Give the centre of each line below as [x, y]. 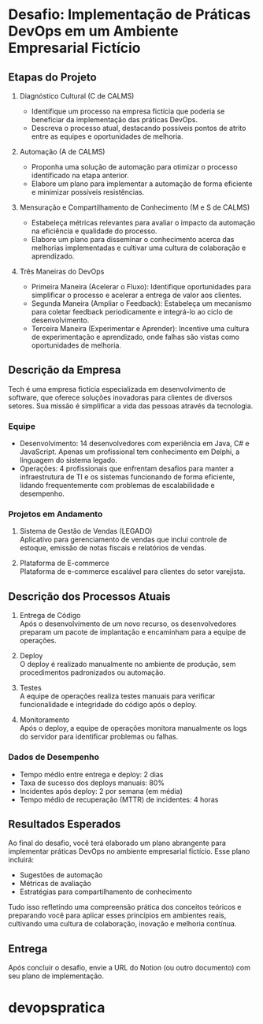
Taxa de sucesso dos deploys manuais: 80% [92, 783]
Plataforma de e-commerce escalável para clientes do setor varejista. [132, 572]
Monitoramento [44, 720]
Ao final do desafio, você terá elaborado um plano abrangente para [117, 843]
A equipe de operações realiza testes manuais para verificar [117, 696]
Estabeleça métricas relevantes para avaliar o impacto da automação [143, 223]
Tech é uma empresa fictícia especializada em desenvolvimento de [117, 389]
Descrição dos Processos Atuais [89, 596]
